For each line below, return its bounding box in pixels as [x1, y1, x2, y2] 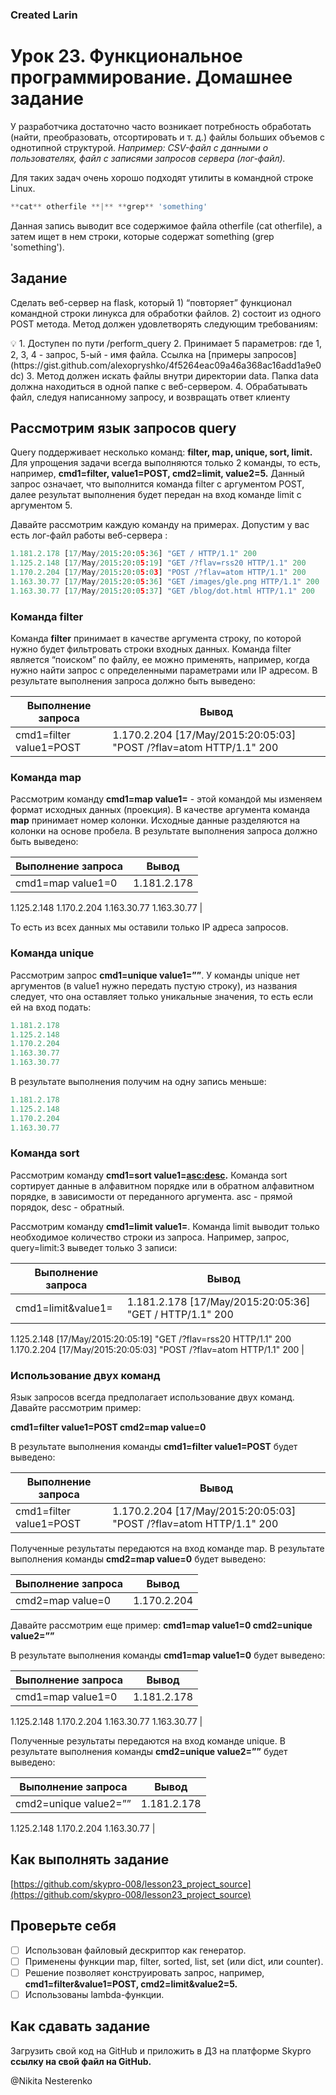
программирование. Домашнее [10, 66, 293, 89]
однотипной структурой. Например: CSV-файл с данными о [10, 141, 269, 153]
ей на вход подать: [10, 1001, 92, 1013]
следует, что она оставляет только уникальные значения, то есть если [10, 990, 313, 1002]
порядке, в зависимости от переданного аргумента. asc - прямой [10, 1190, 293, 1202]
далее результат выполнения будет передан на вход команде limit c [10, 489, 302, 501]
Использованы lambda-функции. [24, 1988, 165, 2000]
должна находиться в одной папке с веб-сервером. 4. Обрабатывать [10, 380, 308, 392]
